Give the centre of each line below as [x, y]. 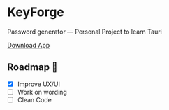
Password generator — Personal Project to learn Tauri [84, 32]
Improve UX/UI [39, 84]
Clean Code [35, 99]
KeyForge [36, 12]
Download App [29, 45]
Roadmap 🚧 [32, 67]
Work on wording [42, 92]
